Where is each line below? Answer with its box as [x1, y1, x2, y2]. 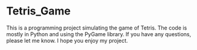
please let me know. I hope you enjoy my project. [6, 37, 128, 44]
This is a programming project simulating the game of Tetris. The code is [6, 24, 187, 31]
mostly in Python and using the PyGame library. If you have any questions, [6, 30, 192, 37]
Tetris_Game [6, 4, 71, 18]
